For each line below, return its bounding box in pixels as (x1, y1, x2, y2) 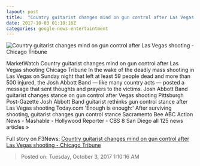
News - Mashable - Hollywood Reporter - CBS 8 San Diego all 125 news (6, 117, 184, 125)
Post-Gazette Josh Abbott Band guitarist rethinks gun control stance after (6, 98, 188, 105)
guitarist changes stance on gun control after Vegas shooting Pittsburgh (6, 92, 184, 99)
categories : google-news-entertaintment (6, 25, 109, 32)
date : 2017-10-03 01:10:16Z (6, 20, 77, 26)
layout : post (6, 8, 39, 15)
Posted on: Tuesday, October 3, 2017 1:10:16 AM (20, 153, 140, 161)
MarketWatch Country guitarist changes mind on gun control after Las (6, 60, 179, 67)
